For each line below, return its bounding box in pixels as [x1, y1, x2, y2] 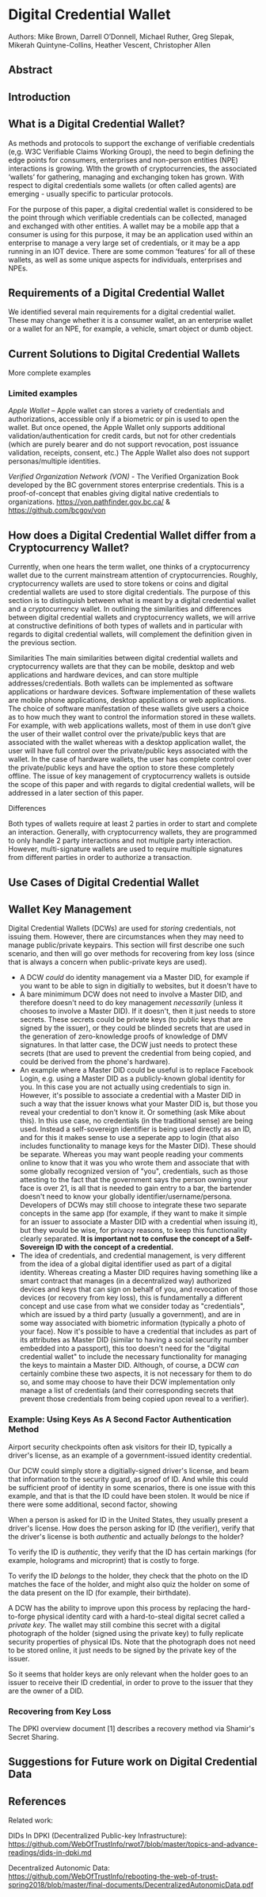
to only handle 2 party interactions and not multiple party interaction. [8, 835, 233, 846]
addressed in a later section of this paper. [8, 788, 144, 798]
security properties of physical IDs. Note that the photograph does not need [8, 1637, 256, 1646]
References [8, 1795, 66, 1808]
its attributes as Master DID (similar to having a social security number [19, 1335, 249, 1345]
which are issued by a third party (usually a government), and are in [19, 1310, 241, 1319]
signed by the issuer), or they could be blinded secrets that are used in [19, 1023, 251, 1033]
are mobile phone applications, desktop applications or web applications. [8, 696, 247, 705]
